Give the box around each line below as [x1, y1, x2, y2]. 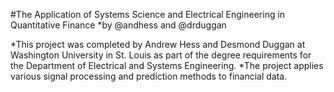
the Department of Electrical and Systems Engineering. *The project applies [10, 60, 324, 71]
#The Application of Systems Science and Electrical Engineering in [10, 9, 286, 20]
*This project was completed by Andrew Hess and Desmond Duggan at [10, 39, 306, 50]
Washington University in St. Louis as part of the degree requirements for [10, 49, 312, 61]
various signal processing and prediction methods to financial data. [10, 70, 288, 82]
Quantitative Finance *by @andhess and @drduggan [10, 19, 227, 31]
